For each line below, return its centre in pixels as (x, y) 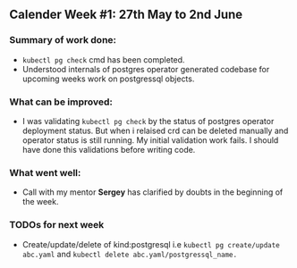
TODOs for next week (57, 225)
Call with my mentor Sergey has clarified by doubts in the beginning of (153, 192)
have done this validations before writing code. (109, 149)
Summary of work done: (63, 40)
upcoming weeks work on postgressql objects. (108, 79)
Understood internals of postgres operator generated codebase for (146, 69)
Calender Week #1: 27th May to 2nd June (126, 15)
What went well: (45, 172)
